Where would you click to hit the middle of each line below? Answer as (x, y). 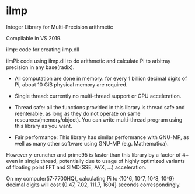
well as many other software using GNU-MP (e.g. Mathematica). (92, 143)
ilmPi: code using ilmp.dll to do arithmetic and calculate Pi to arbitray (88, 61)
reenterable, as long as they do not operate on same (77, 113)
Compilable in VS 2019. (34, 38)
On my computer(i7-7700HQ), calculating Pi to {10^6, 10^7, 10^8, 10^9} (90, 178)
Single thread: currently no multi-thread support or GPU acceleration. (98, 96)
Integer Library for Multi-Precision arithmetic (60, 27)
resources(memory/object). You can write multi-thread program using (98, 119)
